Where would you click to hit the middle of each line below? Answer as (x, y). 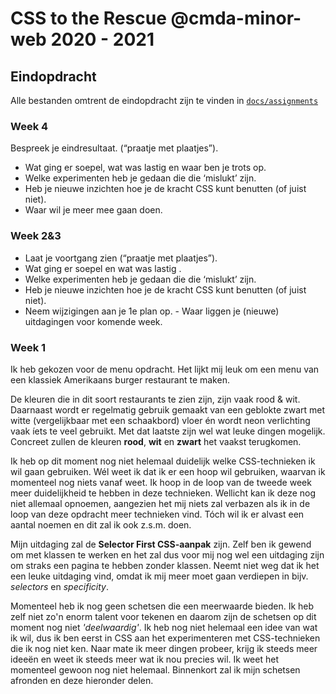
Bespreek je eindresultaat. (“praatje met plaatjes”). (114, 148)
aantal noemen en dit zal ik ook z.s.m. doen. (101, 524)
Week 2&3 (36, 236)
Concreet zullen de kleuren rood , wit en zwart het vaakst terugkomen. (156, 441)
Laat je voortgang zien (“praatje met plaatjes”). (121, 258)
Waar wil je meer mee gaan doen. (93, 210)
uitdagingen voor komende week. (93, 321)
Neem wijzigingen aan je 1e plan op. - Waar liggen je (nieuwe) (152, 311)
